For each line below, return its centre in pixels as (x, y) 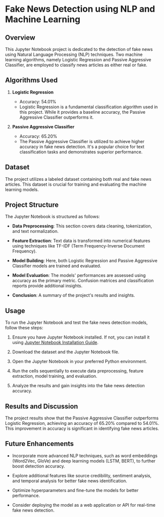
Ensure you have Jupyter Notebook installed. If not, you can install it (81, 337)
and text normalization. (35, 231)
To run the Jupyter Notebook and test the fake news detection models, (76, 322)
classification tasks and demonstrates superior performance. (81, 152)
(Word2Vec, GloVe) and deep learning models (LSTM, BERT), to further (84, 461)
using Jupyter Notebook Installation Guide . (55, 343)
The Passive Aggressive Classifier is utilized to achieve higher (82, 141)
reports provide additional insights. (47, 286)
